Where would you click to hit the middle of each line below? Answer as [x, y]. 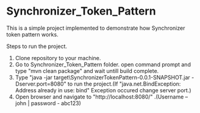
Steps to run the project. [37, 46]
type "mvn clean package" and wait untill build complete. [87, 70]
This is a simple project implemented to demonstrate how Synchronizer [96, 28]
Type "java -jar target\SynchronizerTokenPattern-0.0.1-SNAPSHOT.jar [102, 77]
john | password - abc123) [48, 103]
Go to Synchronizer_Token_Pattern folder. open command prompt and [103, 64]
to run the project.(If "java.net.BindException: [124, 84]
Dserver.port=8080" [41, 84]
